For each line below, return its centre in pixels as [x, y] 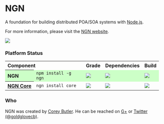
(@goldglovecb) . [22, 116]
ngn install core [56, 85]
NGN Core [20, 86]
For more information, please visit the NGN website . [57, 31]
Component [21, 66]
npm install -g [54, 73]
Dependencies [123, 66]
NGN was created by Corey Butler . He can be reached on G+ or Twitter [76, 111]
